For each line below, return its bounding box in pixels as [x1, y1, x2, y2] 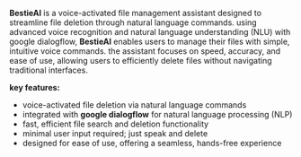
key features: [9, 83, 60, 92]
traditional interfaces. [9, 65, 88, 75]
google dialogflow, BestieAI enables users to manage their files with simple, [9, 36, 290, 47]
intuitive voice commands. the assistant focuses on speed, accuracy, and [9, 46, 281, 57]
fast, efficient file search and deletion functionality [22, 118, 209, 129]
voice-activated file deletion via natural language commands [22, 100, 247, 110]
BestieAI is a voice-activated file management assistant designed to [9, 8, 262, 18]
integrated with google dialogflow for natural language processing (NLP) [22, 109, 293, 119]
